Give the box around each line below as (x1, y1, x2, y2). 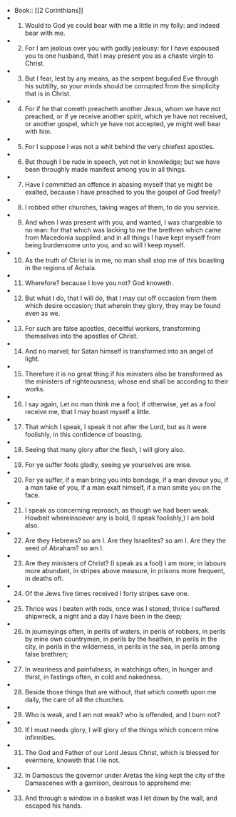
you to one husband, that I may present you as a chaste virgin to (24, 51, 214, 60)
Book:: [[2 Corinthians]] (14, 6, 83, 14)
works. (24, 385, 45, 393)
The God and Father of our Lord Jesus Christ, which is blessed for (24, 749, 220, 756)
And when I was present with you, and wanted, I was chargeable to (24, 218, 222, 227)
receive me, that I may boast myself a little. (24, 408, 151, 416)
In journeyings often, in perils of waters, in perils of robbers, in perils (24, 627, 226, 635)
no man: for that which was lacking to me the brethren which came (24, 226, 222, 234)
